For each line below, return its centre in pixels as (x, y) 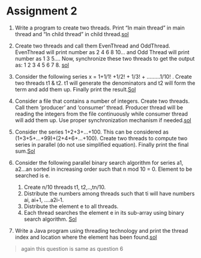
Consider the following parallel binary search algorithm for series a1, (99, 162)
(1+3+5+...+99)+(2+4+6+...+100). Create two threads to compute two (101, 138)
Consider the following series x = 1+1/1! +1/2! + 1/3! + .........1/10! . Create (103, 76)
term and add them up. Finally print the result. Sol (75, 89)
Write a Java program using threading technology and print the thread (101, 230)
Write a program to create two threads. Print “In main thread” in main (100, 28)
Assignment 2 (42, 11)
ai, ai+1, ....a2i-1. (44, 200)
